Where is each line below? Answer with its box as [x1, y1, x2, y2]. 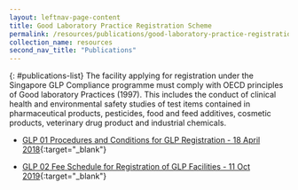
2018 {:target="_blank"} [21, 144, 107, 155]
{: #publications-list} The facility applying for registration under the [9, 70, 255, 81]
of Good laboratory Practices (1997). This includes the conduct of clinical [9, 90, 277, 100]
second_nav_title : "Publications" [9, 46, 137, 55]
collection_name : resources [9, 37, 114, 47]
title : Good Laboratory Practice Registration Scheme [9, 21, 213, 30]
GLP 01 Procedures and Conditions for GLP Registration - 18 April [21, 135, 261, 146]
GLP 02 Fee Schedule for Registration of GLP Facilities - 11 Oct [21, 162, 251, 172]
